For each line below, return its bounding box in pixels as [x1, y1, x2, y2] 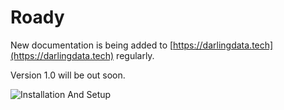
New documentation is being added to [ [10, 39, 174, 51]
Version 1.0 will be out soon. [10, 69, 126, 81]
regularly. [116, 49, 155, 61]
